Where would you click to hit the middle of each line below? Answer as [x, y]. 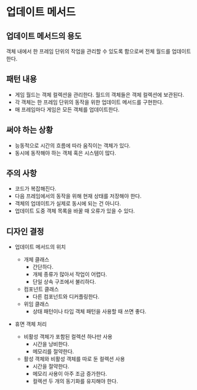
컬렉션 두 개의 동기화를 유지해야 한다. [75, 381]
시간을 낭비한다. [51, 344]
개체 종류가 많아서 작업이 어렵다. [70, 274]
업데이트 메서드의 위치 [40, 247]
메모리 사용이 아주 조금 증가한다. [70, 374]
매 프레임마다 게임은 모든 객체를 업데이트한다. [67, 109]
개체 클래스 [36, 259]
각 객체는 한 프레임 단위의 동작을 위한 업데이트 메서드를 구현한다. [89, 102]
